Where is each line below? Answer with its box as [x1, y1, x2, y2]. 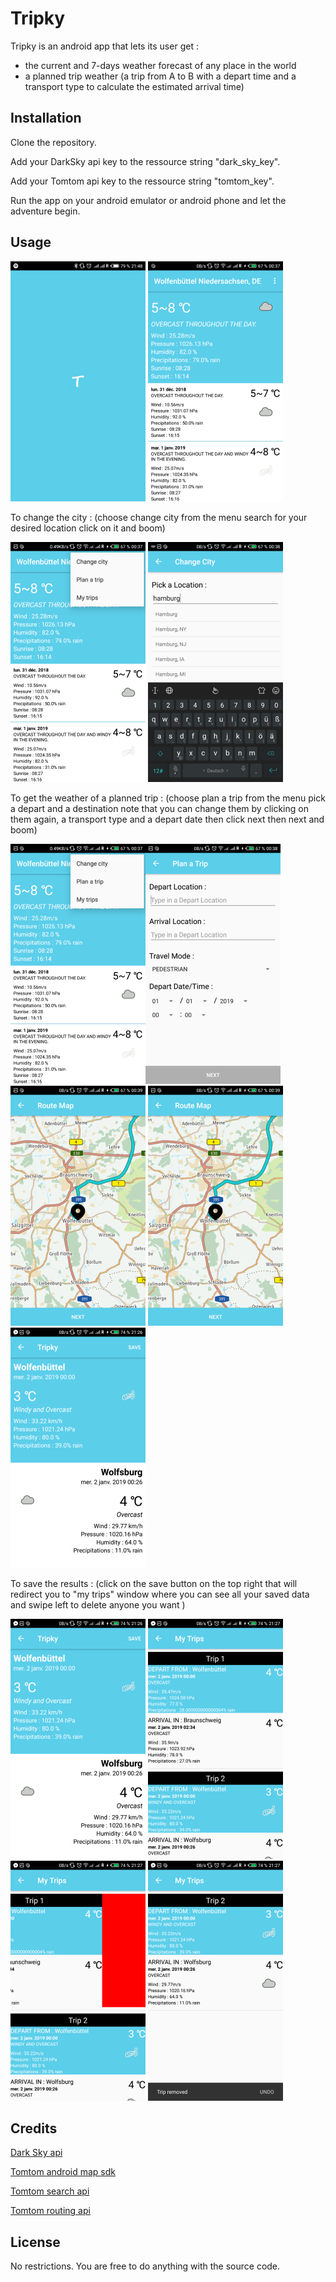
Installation [10, 110, 82, 127]
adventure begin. [10, 205, 81, 217]
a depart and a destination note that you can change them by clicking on [10, 802, 309, 814]
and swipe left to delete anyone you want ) [10, 1598, 186, 1611]
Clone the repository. [10, 136, 97, 148]
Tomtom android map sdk [10, 2166, 116, 2178]
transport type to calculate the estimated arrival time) [24, 80, 245, 92]
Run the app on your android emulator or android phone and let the [10, 194, 287, 206]
